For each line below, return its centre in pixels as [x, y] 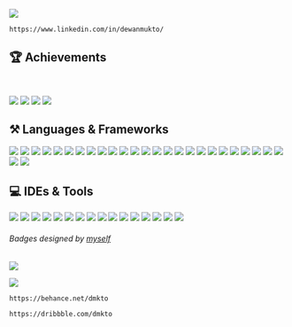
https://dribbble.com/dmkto [61, 314]
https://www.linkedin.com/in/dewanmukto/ [87, 29]
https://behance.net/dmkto [59, 298]
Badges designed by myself [60, 238]
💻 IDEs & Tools [51, 192]
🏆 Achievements [58, 58]
